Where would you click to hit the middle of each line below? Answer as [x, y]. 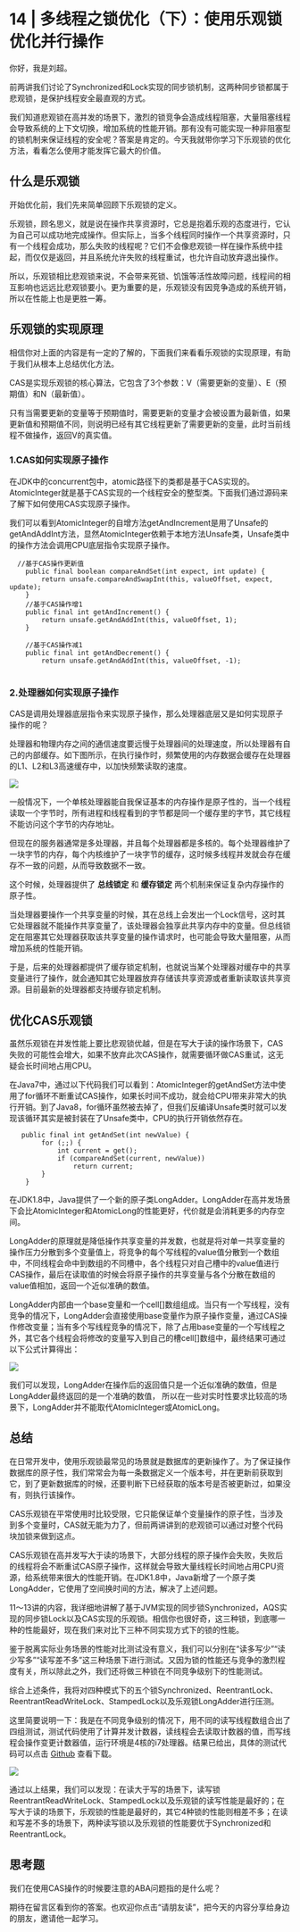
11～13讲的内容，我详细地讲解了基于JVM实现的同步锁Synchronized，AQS [144, 1607]
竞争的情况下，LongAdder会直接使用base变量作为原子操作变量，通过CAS [145, 1315]
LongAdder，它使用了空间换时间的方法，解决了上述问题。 [116, 1588]
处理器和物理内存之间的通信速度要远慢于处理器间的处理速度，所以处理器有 [146, 744]
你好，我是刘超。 [41, 68]
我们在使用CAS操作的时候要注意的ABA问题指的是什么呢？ [115, 1888]
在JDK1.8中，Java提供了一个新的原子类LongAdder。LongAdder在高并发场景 [150, 1199]
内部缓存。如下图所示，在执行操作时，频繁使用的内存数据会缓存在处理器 [158, 755]
